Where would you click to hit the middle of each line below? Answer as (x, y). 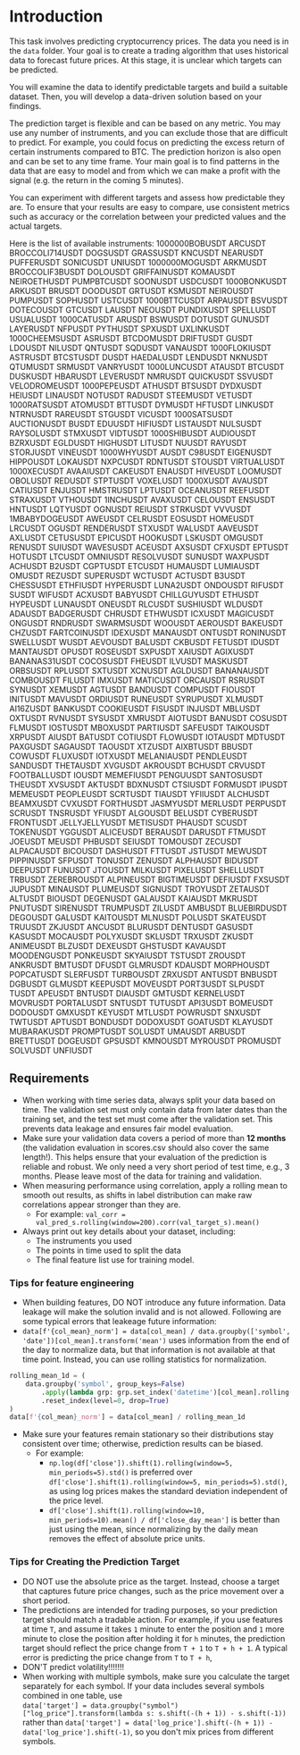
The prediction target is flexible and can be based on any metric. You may (145, 123)
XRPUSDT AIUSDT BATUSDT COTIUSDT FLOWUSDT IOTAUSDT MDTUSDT (147, 737)
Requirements (49, 1079)
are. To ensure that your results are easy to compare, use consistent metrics (150, 206)
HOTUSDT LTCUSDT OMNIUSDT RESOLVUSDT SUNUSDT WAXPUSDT (140, 557)
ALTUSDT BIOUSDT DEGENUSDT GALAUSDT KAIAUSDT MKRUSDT (134, 898)
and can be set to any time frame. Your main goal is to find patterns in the (144, 161)
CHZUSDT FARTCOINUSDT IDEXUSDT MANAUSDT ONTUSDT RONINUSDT (148, 633)
